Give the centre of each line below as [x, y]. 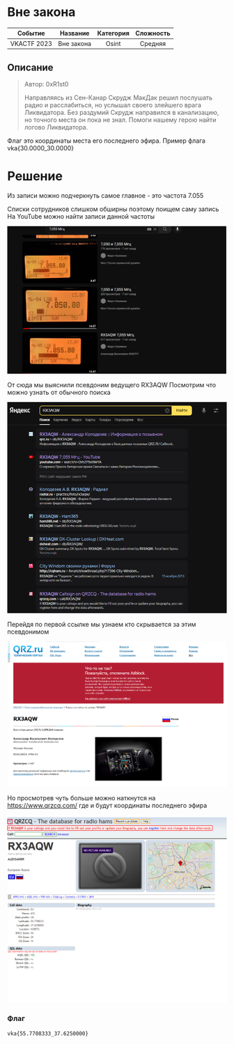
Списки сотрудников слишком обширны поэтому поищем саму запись [113, 209]
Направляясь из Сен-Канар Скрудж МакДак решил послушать [118, 98]
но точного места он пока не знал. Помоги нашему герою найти [120, 120]
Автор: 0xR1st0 [46, 84]
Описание [30, 67]
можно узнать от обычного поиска [59, 392]
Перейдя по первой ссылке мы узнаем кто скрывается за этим [102, 625]
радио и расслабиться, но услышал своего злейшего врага [113, 105]
